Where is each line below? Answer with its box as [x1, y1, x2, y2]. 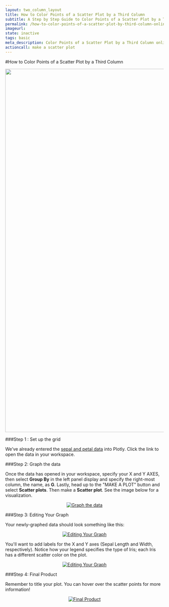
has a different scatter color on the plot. [5, 552, 88, 558]
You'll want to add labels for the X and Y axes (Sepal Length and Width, [5, 541, 153, 547]
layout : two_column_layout [5, 7, 62, 13]
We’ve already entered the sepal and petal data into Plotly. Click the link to [5, 446, 159, 452]
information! [5, 586, 31, 592]
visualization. [5, 492, 33, 498]
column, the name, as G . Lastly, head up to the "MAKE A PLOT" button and [5, 482, 160, 488]
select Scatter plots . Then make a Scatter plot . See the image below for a [5, 487, 159, 493]
